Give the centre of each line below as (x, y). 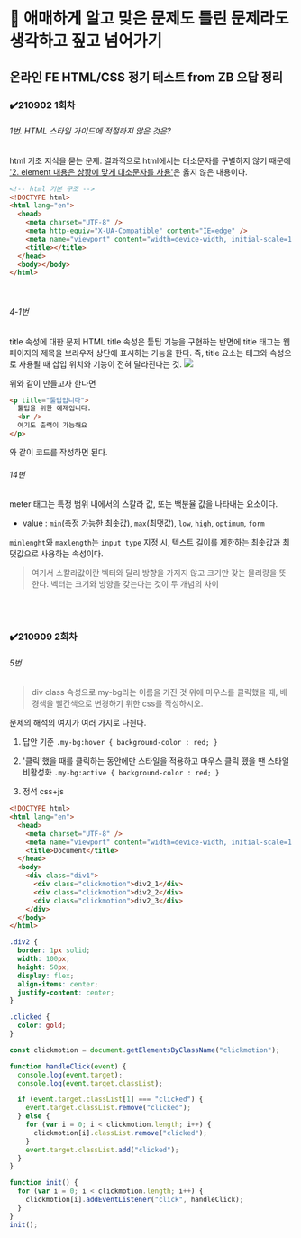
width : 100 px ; (44, 959)
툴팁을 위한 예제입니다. (55, 408)
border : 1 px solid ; (54, 951)
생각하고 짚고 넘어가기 (86, 41)
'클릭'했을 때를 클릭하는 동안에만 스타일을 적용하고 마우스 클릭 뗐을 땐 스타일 (156, 761)
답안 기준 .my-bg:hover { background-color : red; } (120, 742)
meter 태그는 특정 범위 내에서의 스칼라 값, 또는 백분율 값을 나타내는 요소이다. (144, 504)
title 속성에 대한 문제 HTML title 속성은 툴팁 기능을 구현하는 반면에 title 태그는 (145, 341)
